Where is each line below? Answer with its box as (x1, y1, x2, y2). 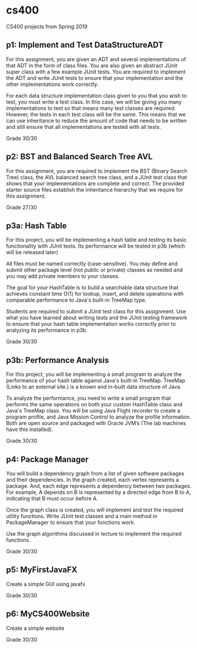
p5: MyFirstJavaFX (6, 565, 78, 575)
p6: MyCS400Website (6, 609, 90, 619)
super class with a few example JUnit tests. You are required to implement (6, 68, 186, 75)
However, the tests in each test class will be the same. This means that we (6, 111, 186, 118)
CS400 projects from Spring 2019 (6, 23, 88, 30)
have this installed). (6, 426, 54, 433)
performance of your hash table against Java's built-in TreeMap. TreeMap (6, 377, 185, 384)
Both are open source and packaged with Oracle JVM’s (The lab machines (6, 420, 186, 427)
